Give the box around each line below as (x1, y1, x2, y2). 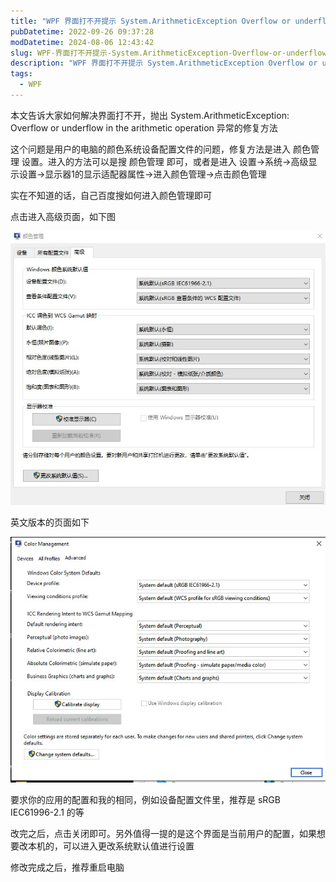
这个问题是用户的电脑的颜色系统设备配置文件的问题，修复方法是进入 (10, 143, 291, 155)
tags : (10, 69, 33, 79)
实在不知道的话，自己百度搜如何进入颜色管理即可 (10, 189, 212, 201)
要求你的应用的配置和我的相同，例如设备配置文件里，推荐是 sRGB (10, 794, 281, 806)
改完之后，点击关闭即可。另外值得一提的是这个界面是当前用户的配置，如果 (10, 828, 317, 840)
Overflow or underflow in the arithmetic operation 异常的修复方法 (10, 121, 278, 134)
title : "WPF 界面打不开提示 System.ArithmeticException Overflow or (10, 16, 292, 26)
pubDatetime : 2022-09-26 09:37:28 (10, 26, 155, 37)
